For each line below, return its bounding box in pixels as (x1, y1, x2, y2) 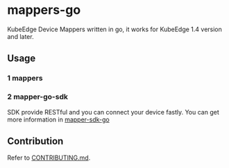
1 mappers (7, 74, 43, 83)
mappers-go (7, 2, 81, 18)
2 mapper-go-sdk (7, 92, 68, 102)
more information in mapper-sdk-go (7, 115, 110, 124)
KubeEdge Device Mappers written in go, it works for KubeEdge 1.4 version (7, 25, 222, 33)
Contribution (7, 135, 64, 147)
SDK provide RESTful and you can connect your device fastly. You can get (7, 108, 220, 116)
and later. (7, 32, 34, 40)
